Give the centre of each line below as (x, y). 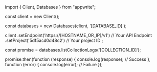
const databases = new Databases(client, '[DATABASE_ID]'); (66, 26)
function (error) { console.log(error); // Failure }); (54, 64)
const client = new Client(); (32, 16)
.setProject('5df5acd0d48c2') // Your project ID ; (54, 40)
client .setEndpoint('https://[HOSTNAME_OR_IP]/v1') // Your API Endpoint (78, 35)
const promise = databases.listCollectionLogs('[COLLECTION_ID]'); (73, 50)
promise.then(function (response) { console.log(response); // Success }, (78, 59)
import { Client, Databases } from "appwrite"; (50, 7)
